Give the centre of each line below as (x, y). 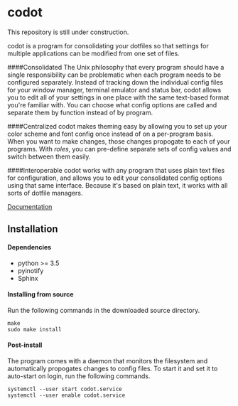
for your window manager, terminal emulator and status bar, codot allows (114, 90)
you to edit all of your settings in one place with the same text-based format (118, 97)
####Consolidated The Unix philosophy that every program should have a (116, 67)
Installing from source (40, 294)
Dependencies (29, 247)
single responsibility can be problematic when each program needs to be (114, 75)
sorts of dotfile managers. (45, 193)
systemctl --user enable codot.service (66, 395)
